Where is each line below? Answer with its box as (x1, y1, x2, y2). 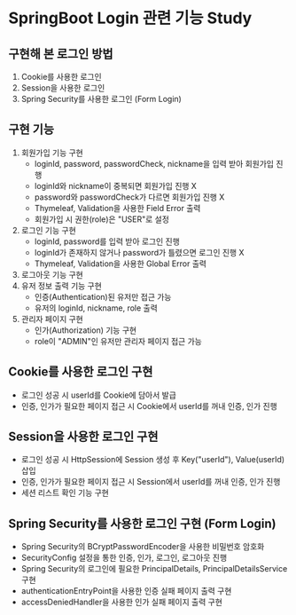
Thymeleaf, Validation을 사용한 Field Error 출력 (34, 202, 201, 213)
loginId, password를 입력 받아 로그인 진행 (34, 236, 181, 247)
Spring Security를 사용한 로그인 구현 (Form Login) (8, 516, 277, 531)
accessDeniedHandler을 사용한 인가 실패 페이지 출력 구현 (20, 596, 223, 608)
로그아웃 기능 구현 (20, 269, 83, 280)
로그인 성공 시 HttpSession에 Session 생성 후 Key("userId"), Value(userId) (20, 454, 285, 465)
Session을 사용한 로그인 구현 (8, 430, 159, 445)
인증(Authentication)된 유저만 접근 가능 (34, 291, 172, 302)
